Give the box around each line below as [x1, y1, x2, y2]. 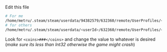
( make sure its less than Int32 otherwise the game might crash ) [5, 41, 135, 47]
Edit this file [5, 4, 29, 10]
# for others [5, 23, 32, 27]
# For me [5, 14, 23, 19]
